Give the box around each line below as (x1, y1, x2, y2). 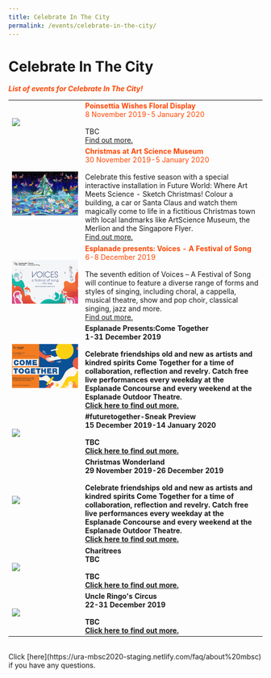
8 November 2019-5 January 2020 (84, 110, 206, 119)
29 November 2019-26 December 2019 (84, 466, 224, 475)
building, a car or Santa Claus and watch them (84, 198, 238, 207)
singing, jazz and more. (84, 303, 162, 313)
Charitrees (84, 546, 122, 555)
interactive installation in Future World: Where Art (84, 181, 248, 190)
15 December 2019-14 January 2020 (84, 421, 216, 430)
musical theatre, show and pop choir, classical (84, 295, 239, 304)
